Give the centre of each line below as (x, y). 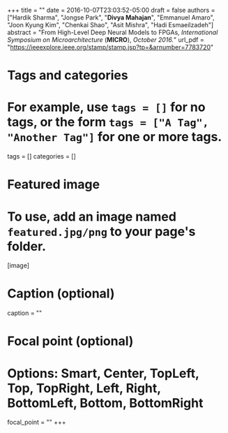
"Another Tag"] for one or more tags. (115, 137)
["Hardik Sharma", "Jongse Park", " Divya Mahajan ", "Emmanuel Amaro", (111, 17)
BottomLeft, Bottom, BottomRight (105, 403)
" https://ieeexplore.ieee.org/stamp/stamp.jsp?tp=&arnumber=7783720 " (111, 47)
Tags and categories (68, 75)
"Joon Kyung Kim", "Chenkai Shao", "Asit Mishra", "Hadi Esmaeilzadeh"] (111, 25)
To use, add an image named (92, 216)
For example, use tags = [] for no (106, 107)
